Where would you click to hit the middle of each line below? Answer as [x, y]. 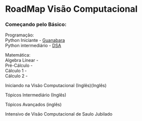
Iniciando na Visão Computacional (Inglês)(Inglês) [56, 86]
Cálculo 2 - [17, 76]
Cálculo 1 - [16, 71]
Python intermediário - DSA [33, 46]
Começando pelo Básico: [36, 25]
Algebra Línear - [22, 60]
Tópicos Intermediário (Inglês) [36, 95]
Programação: [20, 35]
